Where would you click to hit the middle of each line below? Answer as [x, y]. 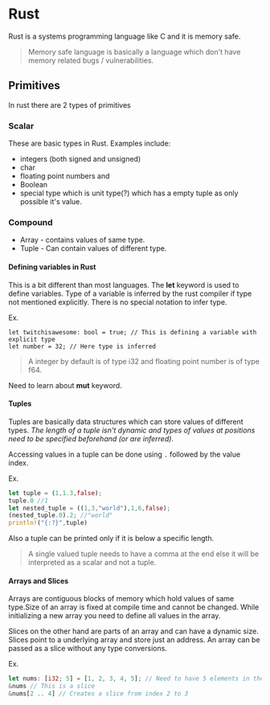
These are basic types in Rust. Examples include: [90, 143]
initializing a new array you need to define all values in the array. [115, 616]
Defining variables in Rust [52, 267]
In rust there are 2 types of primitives [70, 105]
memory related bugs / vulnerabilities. [91, 60]
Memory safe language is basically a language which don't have [134, 51]
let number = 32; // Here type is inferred [82, 346]
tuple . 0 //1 [28, 500]
